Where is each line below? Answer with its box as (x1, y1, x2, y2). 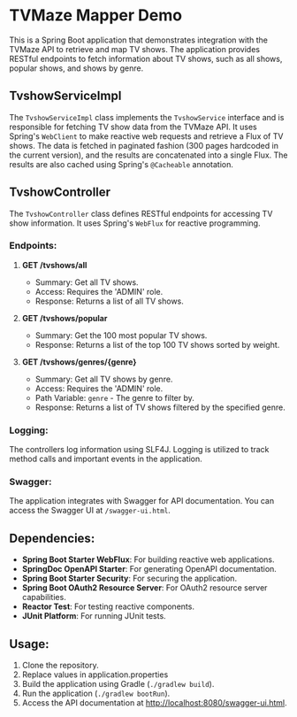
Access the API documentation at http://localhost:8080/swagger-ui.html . (21, 698, 287, 708)
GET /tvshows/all (21, 259, 88, 270)
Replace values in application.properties (21, 669, 169, 680)
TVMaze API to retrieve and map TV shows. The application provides (9, 43, 261, 54)
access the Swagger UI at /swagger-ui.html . (9, 505, 171, 516)
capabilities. (21, 592, 66, 603)
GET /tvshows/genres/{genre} (21, 356, 137, 367)
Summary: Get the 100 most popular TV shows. (34, 329, 208, 341)
